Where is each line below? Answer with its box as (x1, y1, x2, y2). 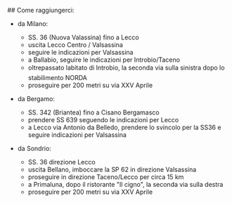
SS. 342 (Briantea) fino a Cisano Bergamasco (27, 108, 160, 117)
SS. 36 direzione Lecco (27, 158, 96, 166)
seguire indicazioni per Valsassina (27, 131, 127, 139)
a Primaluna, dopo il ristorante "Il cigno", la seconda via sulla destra (27, 181, 224, 188)
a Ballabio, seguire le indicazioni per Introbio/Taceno (27, 55, 181, 64)
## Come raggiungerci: (7, 6, 75, 14)
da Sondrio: (17, 144, 51, 152)
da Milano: (17, 20, 49, 27)
